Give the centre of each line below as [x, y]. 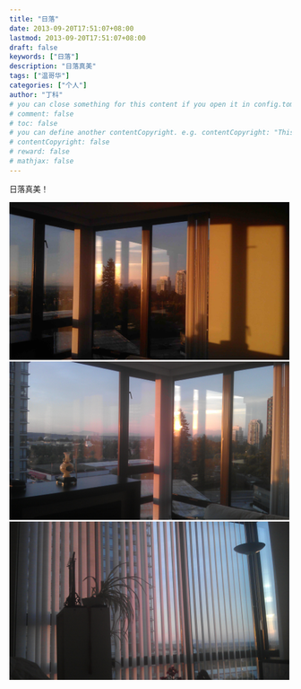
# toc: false [34, 123]
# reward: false [39, 152]
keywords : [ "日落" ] [44, 57]
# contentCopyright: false [60, 142]
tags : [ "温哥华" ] [39, 76]
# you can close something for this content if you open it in [130, 104]
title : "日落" [34, 19]
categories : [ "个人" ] [48, 85]
